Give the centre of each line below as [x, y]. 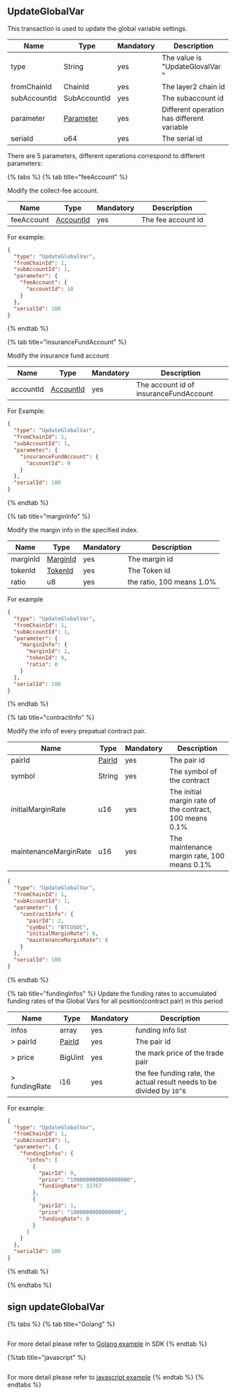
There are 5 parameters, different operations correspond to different [106, 156]
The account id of [165, 385]
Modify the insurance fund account [58, 356]
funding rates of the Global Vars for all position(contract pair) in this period [115, 1001]
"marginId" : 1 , [48, 651]
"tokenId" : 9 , [47, 658]
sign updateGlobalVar [56, 1307]
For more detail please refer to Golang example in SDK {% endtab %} [107, 1344]
